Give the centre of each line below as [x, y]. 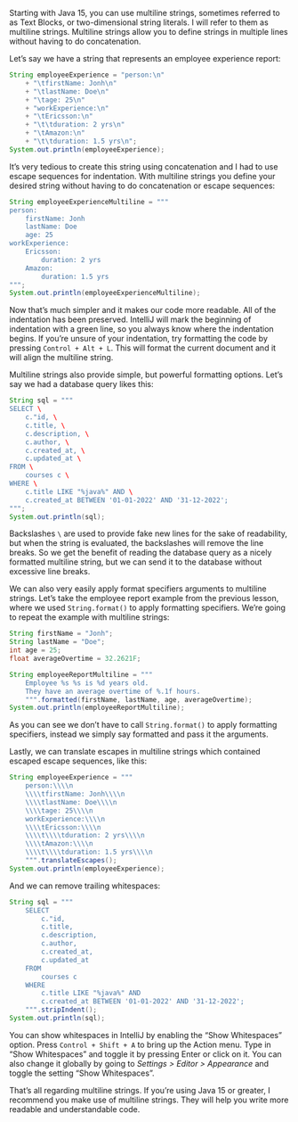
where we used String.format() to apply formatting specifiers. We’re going [148, 608]
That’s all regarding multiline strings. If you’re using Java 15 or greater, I [140, 1090]
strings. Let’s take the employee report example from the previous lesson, [144, 598]
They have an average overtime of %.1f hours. [113, 691]
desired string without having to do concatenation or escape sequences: [142, 186]
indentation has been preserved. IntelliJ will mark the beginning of [130, 319]
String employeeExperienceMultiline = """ [89, 202]
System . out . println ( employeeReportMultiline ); [97, 708]
